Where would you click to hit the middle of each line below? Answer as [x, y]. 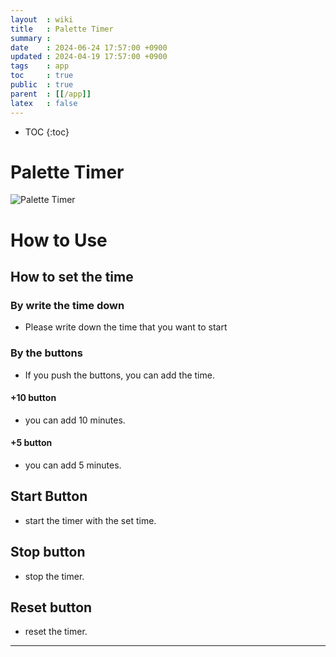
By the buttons [46, 353]
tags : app [40, 66]
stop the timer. [54, 576]
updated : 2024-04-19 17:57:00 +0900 [89, 57]
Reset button [51, 607]
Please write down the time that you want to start [126, 327]
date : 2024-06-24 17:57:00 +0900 [89, 47]
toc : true [42, 76]
